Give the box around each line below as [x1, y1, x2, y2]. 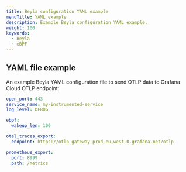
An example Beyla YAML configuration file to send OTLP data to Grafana [6, 78, 180, 85]
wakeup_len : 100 [11, 123, 51, 129]
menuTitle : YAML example [6, 14, 67, 20]
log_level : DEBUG [6, 106, 49, 113]
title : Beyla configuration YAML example [6, 8, 109, 15]
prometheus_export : [6, 149, 54, 155]
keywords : [6, 30, 30, 36]
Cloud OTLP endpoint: [6, 84, 60, 91]
